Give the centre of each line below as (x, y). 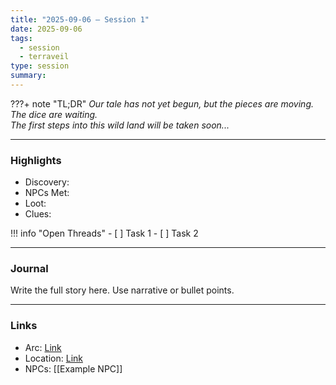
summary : (28, 76)
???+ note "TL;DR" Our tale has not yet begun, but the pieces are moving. (162, 103)
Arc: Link (43, 347)
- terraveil (44, 57)
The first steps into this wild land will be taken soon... (120, 125)
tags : (21, 38)
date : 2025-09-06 (46, 29)
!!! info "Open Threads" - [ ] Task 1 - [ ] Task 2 (104, 233)
